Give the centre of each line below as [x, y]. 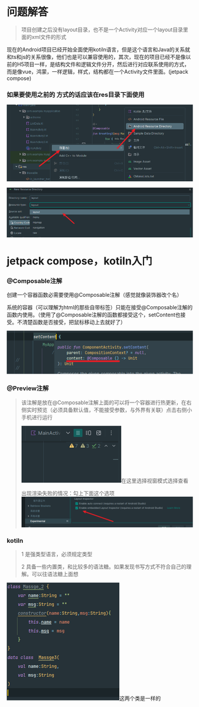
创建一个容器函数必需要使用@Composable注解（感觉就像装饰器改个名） [94, 295]
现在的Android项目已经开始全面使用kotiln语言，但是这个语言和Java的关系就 [99, 49]
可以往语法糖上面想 [55, 574]
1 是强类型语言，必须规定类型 [57, 554]
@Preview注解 [28, 388]
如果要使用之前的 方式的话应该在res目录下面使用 [76, 94]
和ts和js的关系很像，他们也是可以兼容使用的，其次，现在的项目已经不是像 [96, 57]
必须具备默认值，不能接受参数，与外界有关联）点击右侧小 [122, 410]
